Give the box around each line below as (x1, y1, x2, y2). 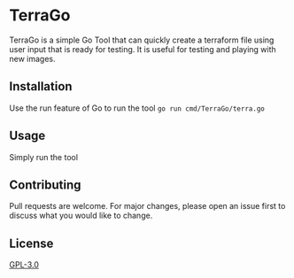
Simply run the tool (9, 151, 78, 162)
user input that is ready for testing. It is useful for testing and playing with (9, 43, 276, 54)
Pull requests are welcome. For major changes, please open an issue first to (9, 201, 286, 212)
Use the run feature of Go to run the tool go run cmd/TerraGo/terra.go (9, 103, 266, 113)
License (9, 236, 54, 251)
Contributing (9, 177, 81, 192)
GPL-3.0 (9, 259, 40, 270)
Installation (9, 79, 73, 94)
